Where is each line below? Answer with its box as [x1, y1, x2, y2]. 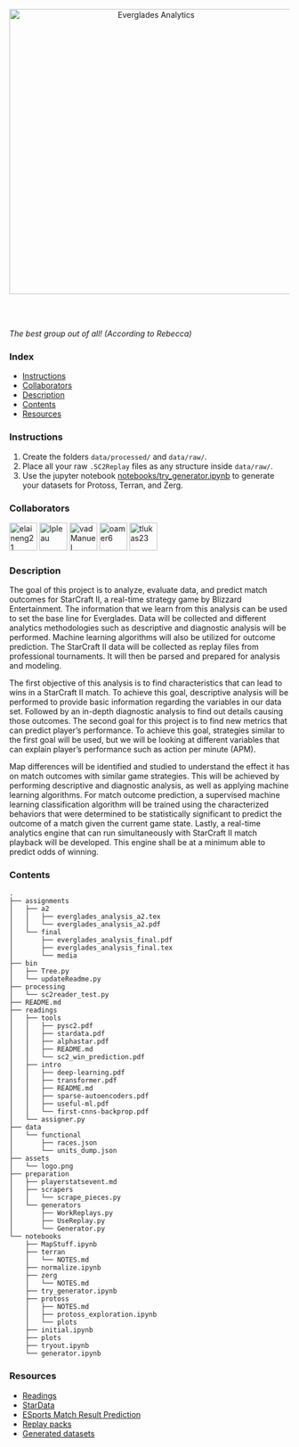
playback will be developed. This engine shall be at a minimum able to [9, 837, 265, 848]
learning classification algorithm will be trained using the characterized [9, 799, 270, 810]
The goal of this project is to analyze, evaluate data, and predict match [9, 585, 268, 596]
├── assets [9, 1155, 50, 1163]
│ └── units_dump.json [9, 1147, 117, 1155]
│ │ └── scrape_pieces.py [9, 1193, 122, 1203]
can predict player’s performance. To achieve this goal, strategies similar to [9, 725, 285, 736]
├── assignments [9, 897, 69, 906]
